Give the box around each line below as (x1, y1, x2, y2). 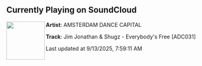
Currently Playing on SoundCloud (6, 5, 137, 15)
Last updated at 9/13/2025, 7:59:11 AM (45, 45, 143, 52)
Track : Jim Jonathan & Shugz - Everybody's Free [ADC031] (45, 33, 196, 40)
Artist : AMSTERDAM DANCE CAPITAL (45, 21, 142, 28)
